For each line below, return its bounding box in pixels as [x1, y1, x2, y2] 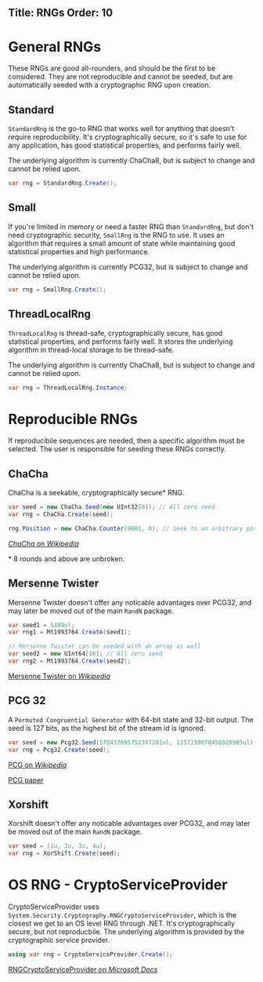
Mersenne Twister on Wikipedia [8, 671, 111, 681]
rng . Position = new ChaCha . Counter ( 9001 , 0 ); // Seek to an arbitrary [8, 524, 243, 532]
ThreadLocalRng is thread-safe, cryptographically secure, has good [8, 328, 223, 338]
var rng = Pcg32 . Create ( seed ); [8, 746, 110, 754]
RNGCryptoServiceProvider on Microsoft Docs [8, 965, 158, 974]
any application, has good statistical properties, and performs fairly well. [8, 141, 242, 150]
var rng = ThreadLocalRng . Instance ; [8, 384, 128, 392]
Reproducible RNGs [8, 410, 139, 428]
